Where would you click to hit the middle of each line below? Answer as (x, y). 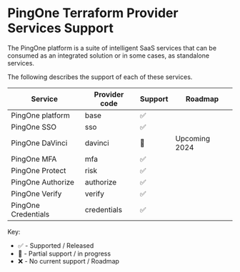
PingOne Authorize (43, 182)
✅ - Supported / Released (56, 245)
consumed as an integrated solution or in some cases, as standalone (108, 56)
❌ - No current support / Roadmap (69, 261)
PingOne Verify (36, 194)
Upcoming (192, 138)
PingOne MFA (34, 159)
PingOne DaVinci (39, 142)
